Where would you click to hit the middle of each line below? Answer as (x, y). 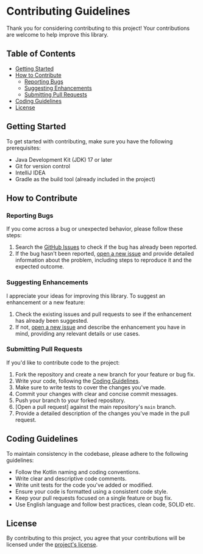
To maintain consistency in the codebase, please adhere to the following (97, 453)
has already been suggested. (52, 320)
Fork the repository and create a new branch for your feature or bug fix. (105, 374)
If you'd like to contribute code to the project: (63, 362)
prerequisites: (24, 148)
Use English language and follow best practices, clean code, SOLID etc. (105, 504)
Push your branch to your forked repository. (70, 400)
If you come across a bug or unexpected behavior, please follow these (94, 229)
